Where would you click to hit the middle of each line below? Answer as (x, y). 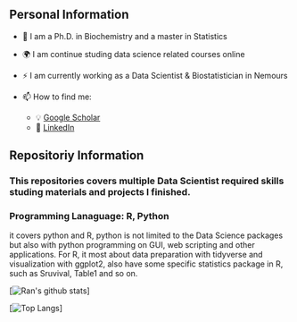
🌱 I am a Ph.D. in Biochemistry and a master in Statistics (124, 36)
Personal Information (69, 15)
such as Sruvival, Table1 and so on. (74, 274)
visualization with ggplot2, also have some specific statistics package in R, (146, 264)
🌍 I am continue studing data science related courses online (133, 54)
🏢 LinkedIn (55, 127)
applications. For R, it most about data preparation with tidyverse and (136, 255)
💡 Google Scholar (68, 117)
